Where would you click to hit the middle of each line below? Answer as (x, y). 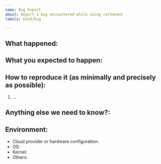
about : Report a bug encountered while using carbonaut (64, 14)
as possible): (26, 85)
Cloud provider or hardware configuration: (56, 142)
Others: (20, 158)
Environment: (27, 129)
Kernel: (20, 152)
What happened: (32, 43)
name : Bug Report (23, 10)
